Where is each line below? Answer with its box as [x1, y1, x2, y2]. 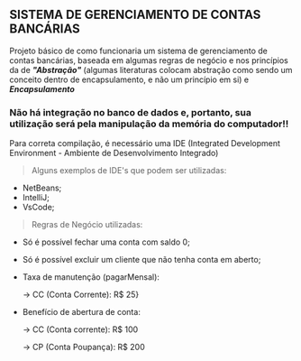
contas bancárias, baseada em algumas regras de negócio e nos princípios [9, 54, 288, 66]
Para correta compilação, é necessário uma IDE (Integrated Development [9, 138, 281, 149]
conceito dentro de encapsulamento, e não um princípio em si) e [9, 74, 250, 85]
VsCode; [22, 202, 55, 213]
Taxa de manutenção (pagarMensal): [22, 272, 160, 282]
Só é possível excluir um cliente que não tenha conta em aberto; [22, 255, 261, 265]
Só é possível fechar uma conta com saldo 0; [22, 236, 191, 247]
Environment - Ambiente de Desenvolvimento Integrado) [9, 148, 219, 159]
